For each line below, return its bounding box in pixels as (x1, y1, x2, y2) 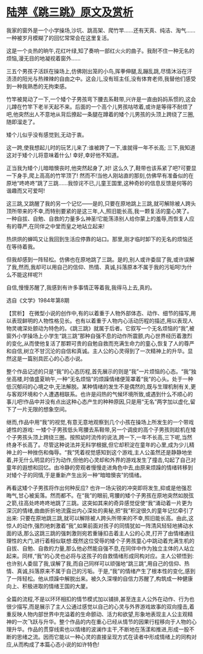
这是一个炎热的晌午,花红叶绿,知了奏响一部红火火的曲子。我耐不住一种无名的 (6, 47, 195, 54)
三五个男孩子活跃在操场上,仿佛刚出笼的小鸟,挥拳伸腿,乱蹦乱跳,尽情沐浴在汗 (6, 67, 193, 74)
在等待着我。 (6, 243, 38, 250)
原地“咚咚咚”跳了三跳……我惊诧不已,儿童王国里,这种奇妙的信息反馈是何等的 (6, 179, 193, 186)
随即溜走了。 (6, 118, 38, 125)
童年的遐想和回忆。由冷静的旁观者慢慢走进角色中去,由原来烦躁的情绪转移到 (6, 463, 193, 471)
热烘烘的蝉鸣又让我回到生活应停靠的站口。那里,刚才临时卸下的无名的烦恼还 (6, 235, 193, 243)
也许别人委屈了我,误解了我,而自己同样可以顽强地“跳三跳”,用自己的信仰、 (6, 560, 185, 567)
